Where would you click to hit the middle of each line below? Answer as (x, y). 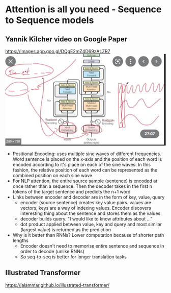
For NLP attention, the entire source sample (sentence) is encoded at (85, 181)
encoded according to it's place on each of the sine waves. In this (82, 164)
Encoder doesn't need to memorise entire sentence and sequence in (92, 246)
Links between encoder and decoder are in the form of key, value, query (89, 197)
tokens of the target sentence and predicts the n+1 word (72, 191)
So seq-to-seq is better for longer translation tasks (74, 257)
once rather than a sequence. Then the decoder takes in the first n (82, 186)
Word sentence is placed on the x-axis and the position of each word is (87, 159)
